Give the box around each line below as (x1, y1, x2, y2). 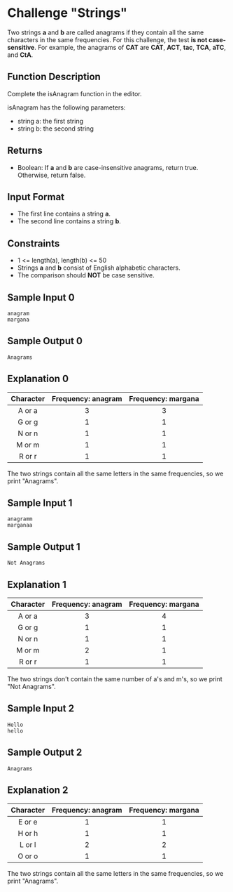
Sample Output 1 (7, 541, 80, 553)
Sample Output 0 (7, 335, 83, 347)
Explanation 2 (7, 785, 69, 796)
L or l (20, 839, 36, 849)
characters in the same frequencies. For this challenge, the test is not (7, 35, 208, 44)
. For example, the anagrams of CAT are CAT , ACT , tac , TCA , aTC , (34, 43, 226, 51)
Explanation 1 (7, 578, 66, 591)
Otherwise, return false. (17, 171, 86, 179)
